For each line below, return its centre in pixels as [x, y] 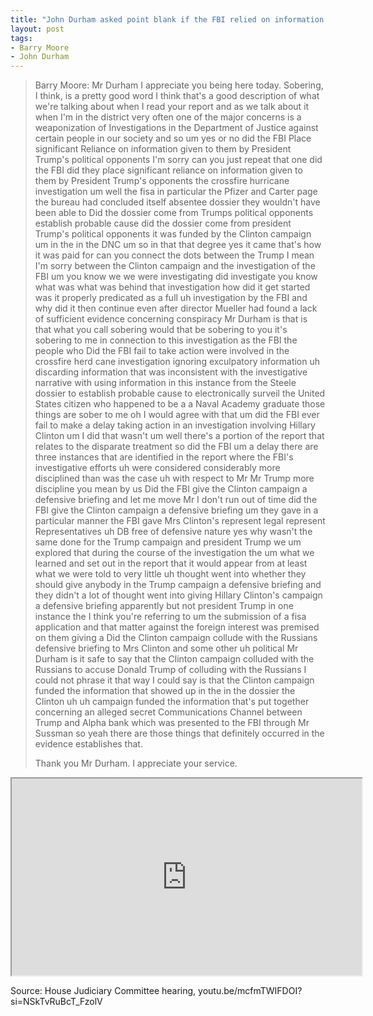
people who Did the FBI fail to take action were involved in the [162, 351]
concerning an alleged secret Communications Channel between [168, 712]
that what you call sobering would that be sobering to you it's [161, 330]
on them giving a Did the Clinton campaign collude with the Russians [176, 638]
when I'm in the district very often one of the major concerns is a [168, 117]
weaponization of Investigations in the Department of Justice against [176, 128]
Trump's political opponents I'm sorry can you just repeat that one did [178, 160]
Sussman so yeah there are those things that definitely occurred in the [179, 733]
